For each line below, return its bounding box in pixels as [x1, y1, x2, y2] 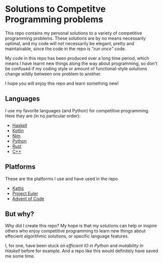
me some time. [5, 253, 35, 259]
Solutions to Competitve [5, 3, 106, 15]
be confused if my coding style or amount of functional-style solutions [5, 65, 147, 72]
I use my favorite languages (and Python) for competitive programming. [5, 107, 149, 113]
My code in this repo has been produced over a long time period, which [5, 55, 149, 61]
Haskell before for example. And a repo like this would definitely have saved [5, 248, 158, 254]
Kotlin [12, 128, 24, 133]
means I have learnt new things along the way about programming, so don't [5, 60, 158, 66]
